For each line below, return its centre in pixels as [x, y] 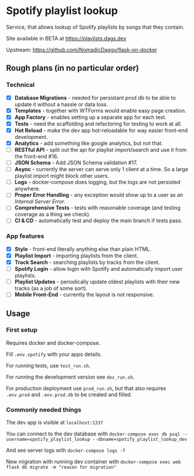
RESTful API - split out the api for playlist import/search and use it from [101, 150]
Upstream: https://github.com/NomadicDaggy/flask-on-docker [81, 50]
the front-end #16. [36, 157]
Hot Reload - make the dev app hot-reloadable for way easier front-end [101, 130]
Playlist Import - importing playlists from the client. [76, 256]
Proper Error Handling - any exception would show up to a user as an [99, 195]
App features [25, 236]
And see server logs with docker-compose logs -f [66, 450]
